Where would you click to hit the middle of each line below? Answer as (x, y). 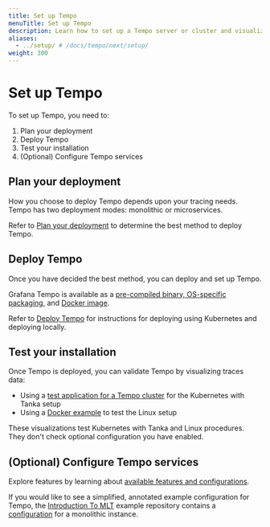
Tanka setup (41, 404)
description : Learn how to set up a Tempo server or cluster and (120, 31)
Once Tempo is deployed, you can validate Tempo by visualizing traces (126, 372)
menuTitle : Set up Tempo (50, 23)
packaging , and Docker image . (59, 303)
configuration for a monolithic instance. (74, 514)
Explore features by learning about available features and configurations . (129, 482)
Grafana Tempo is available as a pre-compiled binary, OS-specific (117, 294)
